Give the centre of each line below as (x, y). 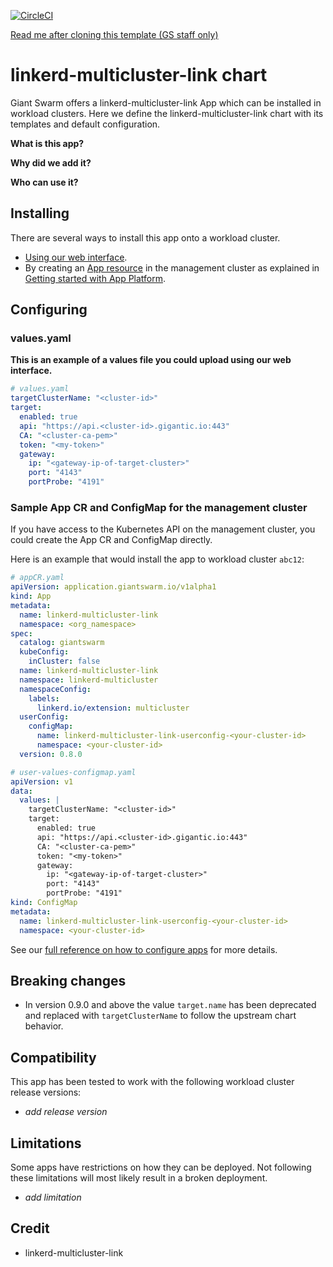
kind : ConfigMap (44, 903)
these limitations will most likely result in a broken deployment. (139, 1178)
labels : (44, 698)
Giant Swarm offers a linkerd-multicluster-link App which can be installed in (166, 102)
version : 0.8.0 (51, 754)
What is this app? (47, 143)
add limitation (53, 1197)
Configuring (49, 310)
